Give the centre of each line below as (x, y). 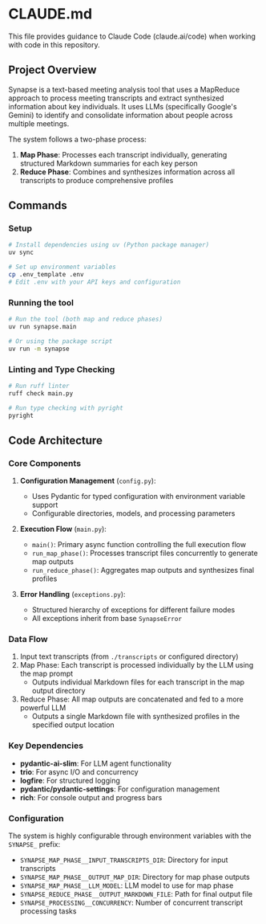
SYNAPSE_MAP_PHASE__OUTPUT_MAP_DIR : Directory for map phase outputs (135, 877)
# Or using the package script (60, 341)
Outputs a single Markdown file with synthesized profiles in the (136, 717)
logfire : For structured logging (70, 780)
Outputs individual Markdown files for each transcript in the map (138, 682)
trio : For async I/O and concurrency (79, 771)
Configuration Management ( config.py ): (88, 481)
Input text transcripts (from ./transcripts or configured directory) (129, 656)
